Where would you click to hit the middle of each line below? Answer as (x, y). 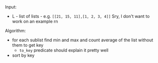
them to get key (28, 45)
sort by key (23, 55)
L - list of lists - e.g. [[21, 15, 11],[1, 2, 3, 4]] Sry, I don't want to (81, 16)
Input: (11, 7)
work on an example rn (35, 21)
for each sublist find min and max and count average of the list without (83, 40)
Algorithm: (15, 31)
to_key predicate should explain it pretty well (64, 50)
